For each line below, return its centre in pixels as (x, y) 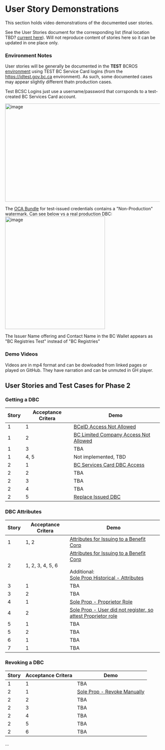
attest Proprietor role (94, 616)
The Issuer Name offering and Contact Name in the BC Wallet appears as (79, 336)
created (13, 97)
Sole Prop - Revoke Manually (111, 691)
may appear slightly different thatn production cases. (59, 82)
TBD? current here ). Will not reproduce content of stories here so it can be (80, 37)
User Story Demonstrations (62, 9)
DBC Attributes (23, 512)
